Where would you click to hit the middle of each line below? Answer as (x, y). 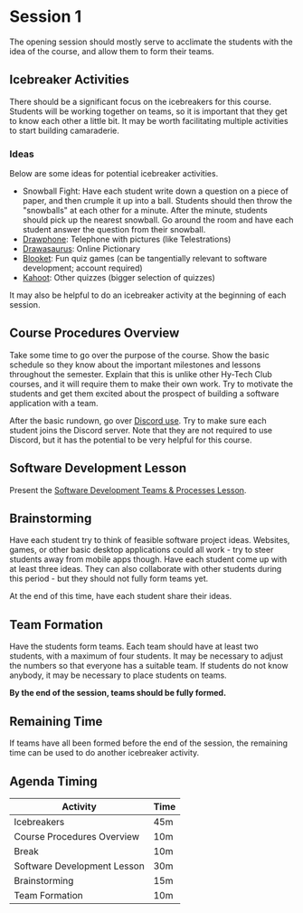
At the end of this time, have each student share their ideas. (121, 596)
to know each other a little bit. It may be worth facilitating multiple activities (149, 120)
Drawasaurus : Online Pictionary (81, 249)
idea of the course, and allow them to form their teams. (112, 51)
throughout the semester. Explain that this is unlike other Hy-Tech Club (141, 374)
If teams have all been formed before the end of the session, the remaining (148, 743)
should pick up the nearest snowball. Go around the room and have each (158, 220)
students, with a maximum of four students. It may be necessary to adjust (146, 656)
